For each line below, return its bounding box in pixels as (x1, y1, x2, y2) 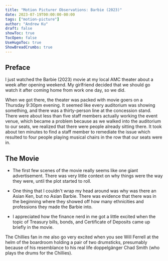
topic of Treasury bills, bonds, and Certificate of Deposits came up (12, 219, 150, 225)
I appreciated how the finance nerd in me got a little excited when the (12, 214, 156, 220)
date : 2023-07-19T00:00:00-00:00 (5, 12, 75, 17)
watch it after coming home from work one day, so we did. (5, 87, 126, 93)
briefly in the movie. (12, 224, 54, 230)
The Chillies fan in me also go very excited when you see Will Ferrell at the (5, 234, 159, 240)
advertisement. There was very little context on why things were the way (12, 173, 163, 179)
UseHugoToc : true (5, 40, 42, 45)
